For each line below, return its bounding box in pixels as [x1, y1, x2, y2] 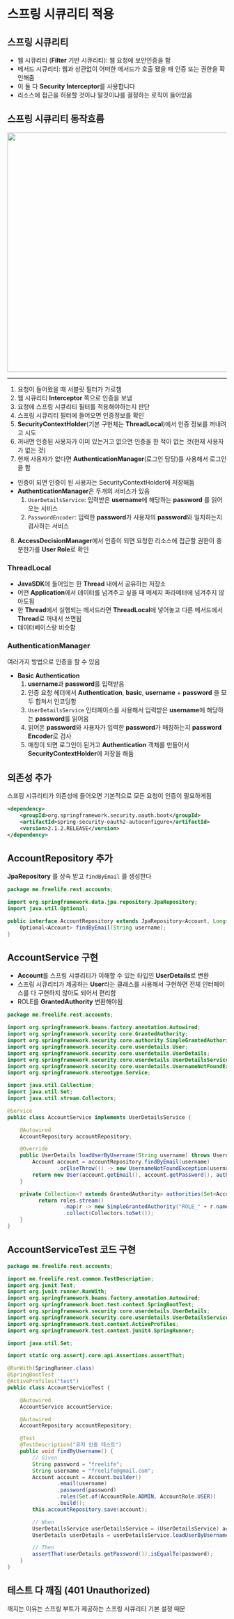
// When [32, 1519, 54, 1526]
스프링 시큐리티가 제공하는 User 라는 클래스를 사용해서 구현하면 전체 [17, 980, 201, 989]
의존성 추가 [7, 772, 52, 783]
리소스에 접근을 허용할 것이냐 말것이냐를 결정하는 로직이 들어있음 [17, 91, 193, 99]
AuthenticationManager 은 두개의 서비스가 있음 [17, 487, 150, 495]
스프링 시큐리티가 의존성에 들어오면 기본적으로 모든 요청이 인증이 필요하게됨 [7, 792, 212, 800]
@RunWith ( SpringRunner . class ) [7, 1365, 95, 1372]
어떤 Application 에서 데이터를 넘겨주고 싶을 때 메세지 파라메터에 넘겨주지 [17, 588, 217, 597]
